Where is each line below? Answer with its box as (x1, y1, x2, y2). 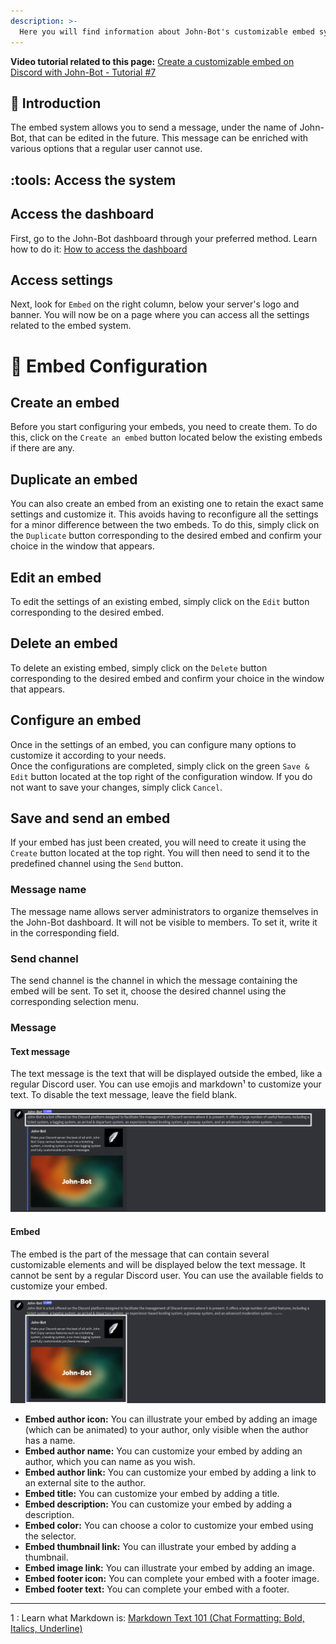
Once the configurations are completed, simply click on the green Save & (10, 760, 310, 772)
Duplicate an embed (10, 471, 138, 488)
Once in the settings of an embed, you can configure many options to (10, 738, 297, 750)
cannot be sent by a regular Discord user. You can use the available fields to (10, 1269, 324, 1281)
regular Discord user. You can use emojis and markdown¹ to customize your (10, 1078, 322, 1090)
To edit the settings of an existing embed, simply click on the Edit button (10, 595, 310, 607)
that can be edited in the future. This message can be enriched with (29, 132, 309, 144)
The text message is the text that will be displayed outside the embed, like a (10, 1068, 323, 1080)
